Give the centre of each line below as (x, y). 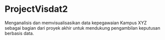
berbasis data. (19, 33)
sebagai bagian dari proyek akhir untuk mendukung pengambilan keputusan (82, 28)
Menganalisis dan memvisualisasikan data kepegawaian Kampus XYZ (76, 23)
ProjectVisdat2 (36, 9)
